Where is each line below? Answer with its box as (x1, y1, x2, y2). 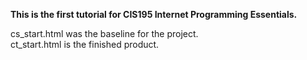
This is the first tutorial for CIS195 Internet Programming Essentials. (10, 9, 298, 20)
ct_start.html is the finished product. (10, 39, 160, 50)
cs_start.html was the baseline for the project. (10, 28, 199, 39)
